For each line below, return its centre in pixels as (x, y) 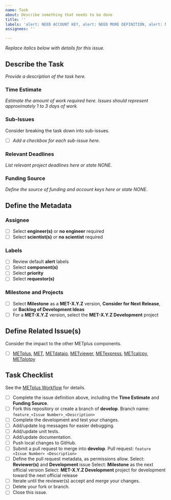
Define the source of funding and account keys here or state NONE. (77, 189)
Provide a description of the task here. (46, 76)
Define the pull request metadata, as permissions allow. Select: (79, 459)
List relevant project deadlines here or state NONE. (59, 165)
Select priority (28, 273)
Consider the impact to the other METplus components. (63, 343)
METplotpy (24, 359)
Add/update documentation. (42, 437)
